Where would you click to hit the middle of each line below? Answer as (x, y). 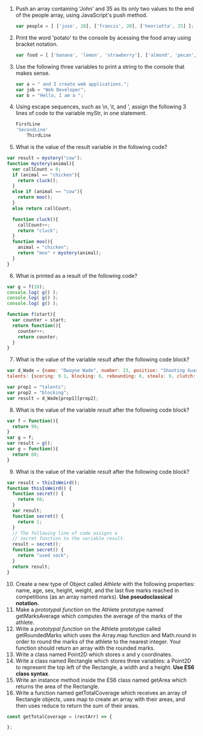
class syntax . (33, 673)
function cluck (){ (36, 219)
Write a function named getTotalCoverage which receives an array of (101, 693)
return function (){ (37, 326)
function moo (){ (33, 242)
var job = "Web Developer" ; (51, 90)
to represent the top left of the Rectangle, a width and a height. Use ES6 (105, 667)
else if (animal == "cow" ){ (48, 192)
